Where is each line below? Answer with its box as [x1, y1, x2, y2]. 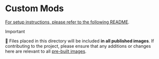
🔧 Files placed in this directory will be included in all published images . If [5, 38, 154, 44]
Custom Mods [5, 3, 64, 14]
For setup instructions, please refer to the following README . [5, 19, 130, 25]
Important [5, 28, 25, 34]
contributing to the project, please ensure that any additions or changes [5, 43, 151, 49]
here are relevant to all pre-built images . [5, 48, 87, 54]
